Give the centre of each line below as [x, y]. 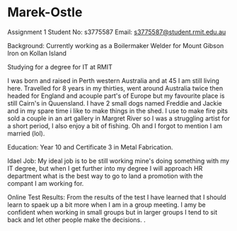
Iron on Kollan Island [37, 53]
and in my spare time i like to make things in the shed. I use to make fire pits [118, 111]
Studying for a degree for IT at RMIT [60, 67]
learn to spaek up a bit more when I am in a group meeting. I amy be [107, 204]
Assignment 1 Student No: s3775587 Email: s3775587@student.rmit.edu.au [117, 32]
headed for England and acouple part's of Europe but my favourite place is [116, 96]
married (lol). [26, 133]
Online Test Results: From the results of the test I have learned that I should [117, 197]
